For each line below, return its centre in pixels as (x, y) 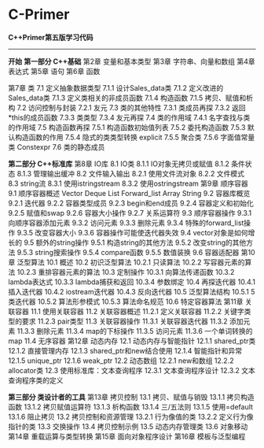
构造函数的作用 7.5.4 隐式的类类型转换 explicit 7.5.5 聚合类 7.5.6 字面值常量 (135, 137)
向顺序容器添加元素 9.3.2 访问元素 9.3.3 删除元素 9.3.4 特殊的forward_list (126, 223)
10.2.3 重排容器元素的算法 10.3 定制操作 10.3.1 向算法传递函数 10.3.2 (126, 272)
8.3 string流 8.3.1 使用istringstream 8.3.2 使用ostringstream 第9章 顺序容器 (128, 183)
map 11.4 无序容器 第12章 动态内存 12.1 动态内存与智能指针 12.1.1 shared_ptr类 (132, 341)
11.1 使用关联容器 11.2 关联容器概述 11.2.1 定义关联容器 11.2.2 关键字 (137, 311)
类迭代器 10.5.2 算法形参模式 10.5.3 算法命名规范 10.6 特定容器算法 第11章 (126, 302)
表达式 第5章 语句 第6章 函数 (54, 71)
